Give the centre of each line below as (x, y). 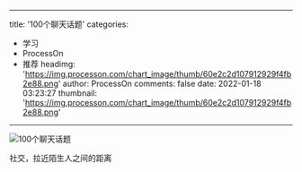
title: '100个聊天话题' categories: (69, 24)
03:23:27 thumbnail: (59, 93)
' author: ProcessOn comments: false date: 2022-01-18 (160, 83)
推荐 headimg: (49, 64)
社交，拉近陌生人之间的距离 (61, 158)
